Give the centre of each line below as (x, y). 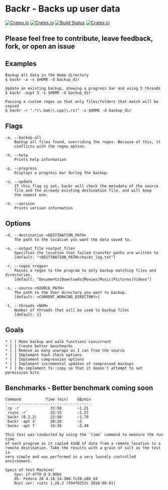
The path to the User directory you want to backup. (71, 292)
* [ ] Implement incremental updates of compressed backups (70, 363)
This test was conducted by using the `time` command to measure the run (84, 435)
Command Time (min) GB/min (48, 400)
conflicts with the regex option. (50, 146)
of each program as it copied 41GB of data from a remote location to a (83, 444)
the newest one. (31, 195)
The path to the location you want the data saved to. (73, 239)
